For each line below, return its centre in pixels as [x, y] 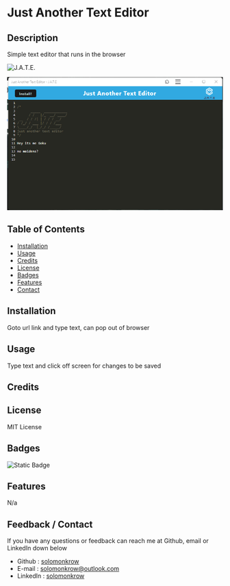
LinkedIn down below [37, 548]
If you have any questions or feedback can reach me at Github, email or [108, 541]
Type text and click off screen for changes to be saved [84, 366]
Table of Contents [46, 230]
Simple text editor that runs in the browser [66, 54]
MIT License [25, 426]
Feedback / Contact [50, 524]
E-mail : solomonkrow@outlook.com [68, 569]
